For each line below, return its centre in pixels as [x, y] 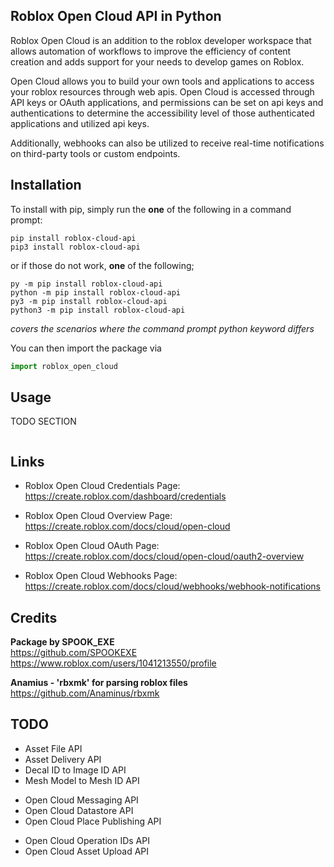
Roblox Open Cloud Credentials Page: [102, 486]
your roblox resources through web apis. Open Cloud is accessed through [162, 91]
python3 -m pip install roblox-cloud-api [98, 310]
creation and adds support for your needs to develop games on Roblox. [157, 61]
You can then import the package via [86, 348]
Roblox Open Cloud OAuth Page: [92, 546]
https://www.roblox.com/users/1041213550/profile [113, 663]
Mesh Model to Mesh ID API [82, 780]
